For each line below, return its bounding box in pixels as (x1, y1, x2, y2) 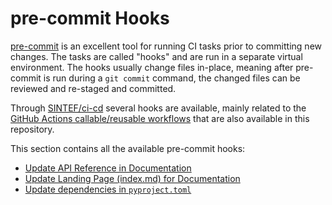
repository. (10, 123, 55, 135)
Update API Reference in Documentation (24, 162, 192, 174)
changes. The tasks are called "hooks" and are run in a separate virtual (10, 50, 303, 62)
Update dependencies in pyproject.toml (24, 183, 192, 195)
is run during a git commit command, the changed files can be (43, 72, 301, 84)
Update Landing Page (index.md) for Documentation (24, 172, 241, 184)
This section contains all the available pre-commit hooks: (10, 142, 246, 154)
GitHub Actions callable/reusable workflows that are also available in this (10, 112, 310, 124)
